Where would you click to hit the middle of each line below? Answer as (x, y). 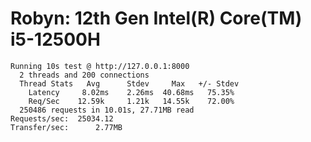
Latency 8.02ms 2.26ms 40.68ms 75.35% (131, 92)
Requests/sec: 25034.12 (62, 118)
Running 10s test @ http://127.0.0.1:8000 (100, 66)
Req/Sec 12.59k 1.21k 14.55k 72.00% (131, 101)
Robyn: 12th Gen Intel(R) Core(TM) (156, 18)
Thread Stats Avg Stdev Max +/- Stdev (129, 83)
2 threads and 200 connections (84, 75)
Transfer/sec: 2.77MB (66, 127)
